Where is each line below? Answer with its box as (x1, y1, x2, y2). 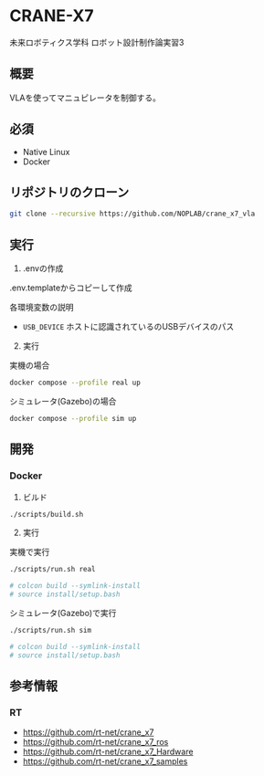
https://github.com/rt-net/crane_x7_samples (22, 756, 188, 767)
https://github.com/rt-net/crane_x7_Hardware (22, 746, 194, 758)
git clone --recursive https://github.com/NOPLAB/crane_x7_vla (9, 209, 256, 219)
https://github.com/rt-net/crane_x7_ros (22, 737, 169, 748)
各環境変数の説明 (9, 302, 74, 313)
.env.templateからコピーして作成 (9, 282, 132, 293)
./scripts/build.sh (9, 509, 84, 519)
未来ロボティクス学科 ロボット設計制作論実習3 (9, 37, 185, 47)
